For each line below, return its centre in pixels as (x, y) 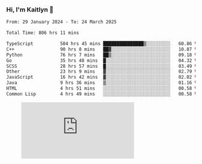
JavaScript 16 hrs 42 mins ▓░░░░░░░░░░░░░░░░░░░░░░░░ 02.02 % (102, 77)
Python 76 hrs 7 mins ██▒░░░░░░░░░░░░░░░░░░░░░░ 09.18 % (102, 55)
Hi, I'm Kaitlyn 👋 (30, 10)
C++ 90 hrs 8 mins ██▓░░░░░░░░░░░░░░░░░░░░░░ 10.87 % (102, 49)
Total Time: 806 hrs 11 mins (43, 33)
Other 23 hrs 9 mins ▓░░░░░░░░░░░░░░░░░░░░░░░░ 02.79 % (102, 71)
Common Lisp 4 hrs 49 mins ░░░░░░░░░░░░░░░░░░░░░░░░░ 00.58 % (102, 94)
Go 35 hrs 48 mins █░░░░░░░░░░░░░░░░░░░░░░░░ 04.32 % (102, 60)
